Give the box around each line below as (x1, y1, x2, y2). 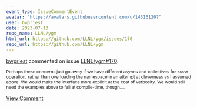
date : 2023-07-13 (6, 25, 49, 31)
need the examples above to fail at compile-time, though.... (6, 84, 125, 90)
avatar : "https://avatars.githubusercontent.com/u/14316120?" (6, 14, 162, 20)
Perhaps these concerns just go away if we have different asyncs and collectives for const (6, 69, 189, 75)
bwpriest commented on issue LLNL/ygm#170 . (6, 57, 119, 65)
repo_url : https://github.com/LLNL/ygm (6, 42, 104, 48)
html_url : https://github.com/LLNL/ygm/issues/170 (6, 36, 133, 42)
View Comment (6, 95, 44, 102)
